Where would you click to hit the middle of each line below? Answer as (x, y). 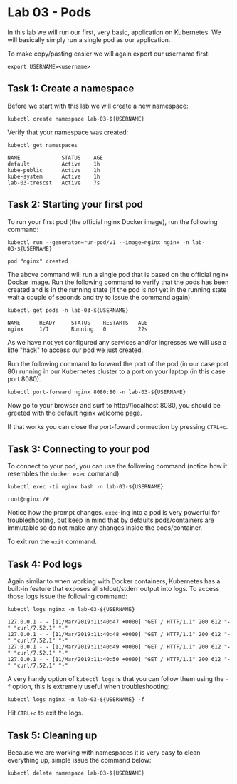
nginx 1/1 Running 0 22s (78, 329)
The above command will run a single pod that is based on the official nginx (118, 274)
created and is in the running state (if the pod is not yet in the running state (117, 289)
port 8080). (24, 378)
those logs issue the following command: (68, 596)
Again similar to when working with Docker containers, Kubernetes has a (114, 581)
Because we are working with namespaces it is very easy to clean (104, 753)
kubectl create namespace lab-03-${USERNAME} (76, 119)
